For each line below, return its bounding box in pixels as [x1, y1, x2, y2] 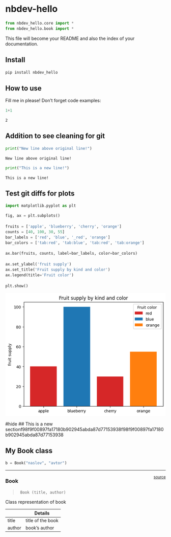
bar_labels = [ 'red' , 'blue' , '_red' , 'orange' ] [5, 235, 110, 240]
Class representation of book [5, 499, 66, 505]
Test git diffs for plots [5, 189, 75, 198]
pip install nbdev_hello [5, 70, 58, 75]
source [153, 475, 166, 480]
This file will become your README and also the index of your [5, 35, 135, 41]
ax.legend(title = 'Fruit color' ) [5, 272, 74, 278]
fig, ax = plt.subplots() [5, 213, 60, 218]
